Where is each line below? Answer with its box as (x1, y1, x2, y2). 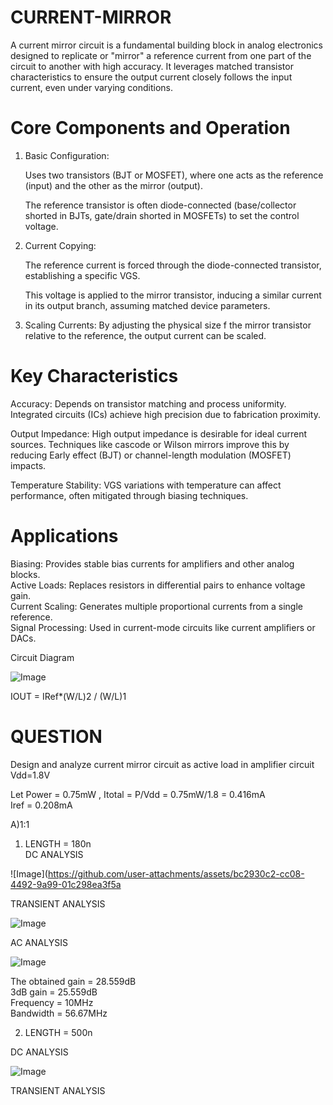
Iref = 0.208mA (10, 799, 73, 811)
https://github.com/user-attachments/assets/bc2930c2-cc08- (47, 867, 305, 880)
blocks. (10, 568, 41, 580)
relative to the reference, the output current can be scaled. (24, 329, 267, 341)
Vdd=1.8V (10, 769, 51, 781)
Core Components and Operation (10, 117, 291, 140)
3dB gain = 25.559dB (10, 986, 98, 998)
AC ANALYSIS (10, 936, 68, 948)
